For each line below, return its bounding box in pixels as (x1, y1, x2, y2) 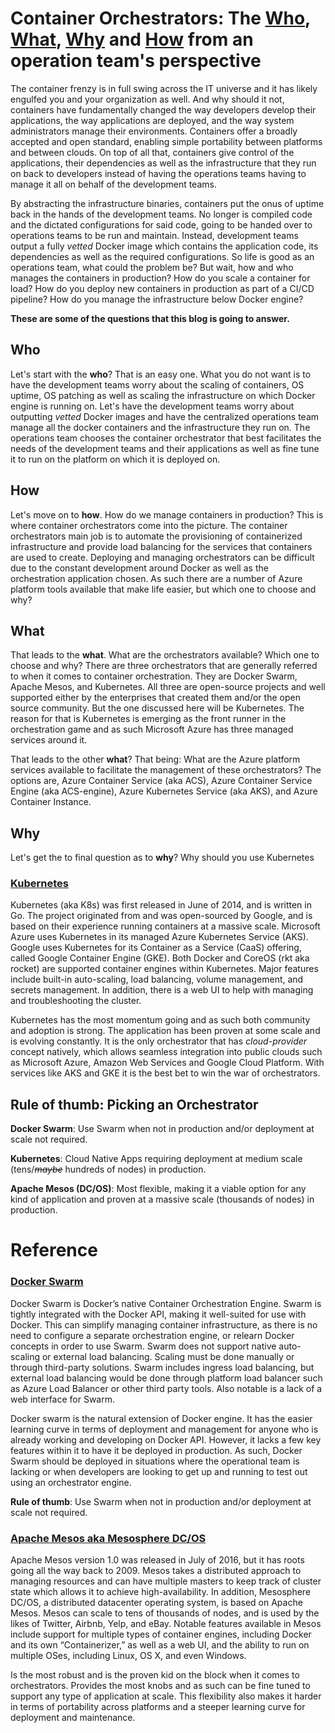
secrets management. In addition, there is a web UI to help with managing (10, 984, 314, 996)
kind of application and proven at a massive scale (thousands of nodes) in (10, 1193, 315, 1206)
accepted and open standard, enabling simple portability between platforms (10, 135, 323, 147)
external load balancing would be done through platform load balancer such (10, 1372, 323, 1384)
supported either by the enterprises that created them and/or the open (10, 692, 301, 704)
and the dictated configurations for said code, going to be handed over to (10, 218, 313, 231)
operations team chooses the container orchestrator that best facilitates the (10, 432, 322, 444)
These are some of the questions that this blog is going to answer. (10, 312, 290, 324)
